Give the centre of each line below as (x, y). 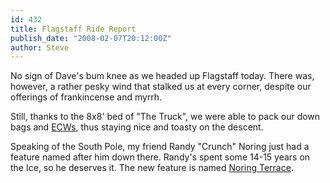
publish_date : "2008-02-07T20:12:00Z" (91, 38)
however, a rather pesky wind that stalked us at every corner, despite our (161, 87)
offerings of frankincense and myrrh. (86, 97)
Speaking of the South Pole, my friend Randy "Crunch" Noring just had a (160, 147)
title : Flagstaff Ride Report (73, 29)
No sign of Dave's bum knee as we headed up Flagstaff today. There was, (162, 76)
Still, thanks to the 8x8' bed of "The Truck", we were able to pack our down (165, 117)
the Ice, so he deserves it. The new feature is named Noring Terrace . (152, 168)
